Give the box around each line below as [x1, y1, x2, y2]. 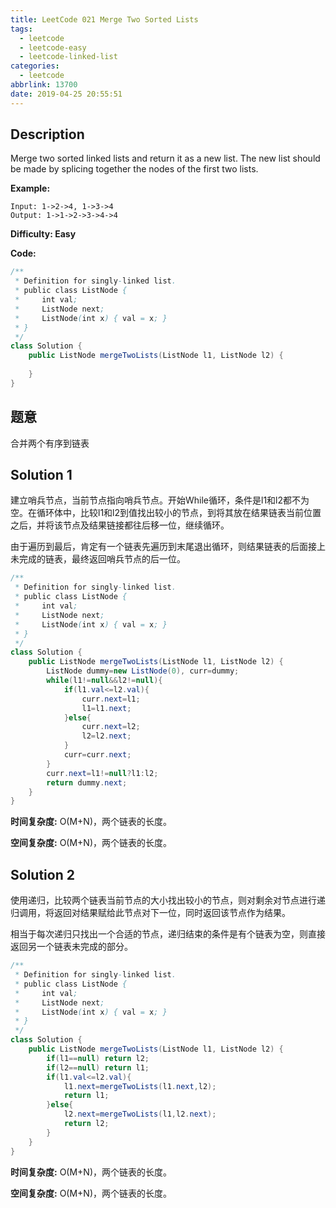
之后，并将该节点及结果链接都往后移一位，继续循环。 [10, 519, 230, 531]
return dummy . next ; [46, 777, 128, 788]
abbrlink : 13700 [10, 80, 78, 90]
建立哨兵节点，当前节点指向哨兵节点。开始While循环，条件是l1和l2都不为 [10, 494, 310, 506]
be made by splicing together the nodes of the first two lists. [10, 163, 259, 175]
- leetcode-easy [19, 42, 87, 53]
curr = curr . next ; [63, 750, 132, 760]
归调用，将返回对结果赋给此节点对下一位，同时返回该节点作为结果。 [10, 907, 291, 919]
